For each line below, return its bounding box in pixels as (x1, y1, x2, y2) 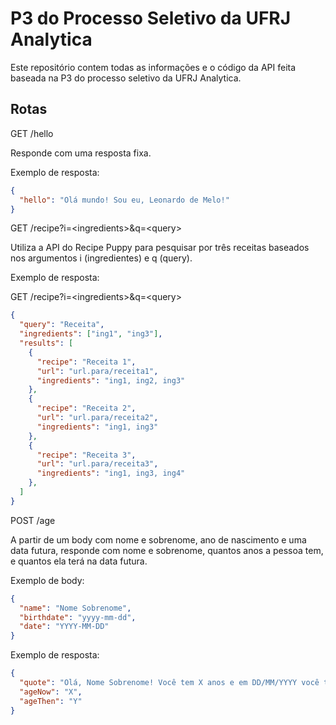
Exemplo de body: (10, 574, 85, 586)
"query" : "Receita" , (19, 320, 105, 330)
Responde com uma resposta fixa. (10, 147, 152, 159)
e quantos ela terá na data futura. (10, 555, 148, 567)
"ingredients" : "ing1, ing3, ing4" (36, 468, 186, 479)
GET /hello (10, 127, 54, 139)
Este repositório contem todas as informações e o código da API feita (10, 61, 297, 73)
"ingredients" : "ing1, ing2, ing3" (36, 375, 186, 386)
